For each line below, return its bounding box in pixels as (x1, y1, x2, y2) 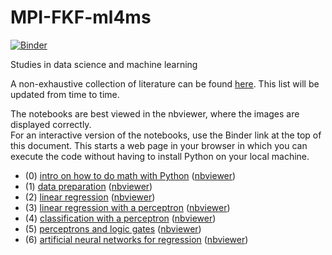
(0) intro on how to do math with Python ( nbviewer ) (24, 169, 237, 181)
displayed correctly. (10, 118, 92, 130)
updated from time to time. (10, 88, 120, 100)
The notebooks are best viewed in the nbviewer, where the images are (10, 107, 300, 120)
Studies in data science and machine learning (10, 58, 198, 70)
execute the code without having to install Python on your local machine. (10, 150, 310, 162)
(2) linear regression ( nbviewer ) (24, 191, 156, 203)
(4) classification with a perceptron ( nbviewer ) (24, 212, 217, 224)
